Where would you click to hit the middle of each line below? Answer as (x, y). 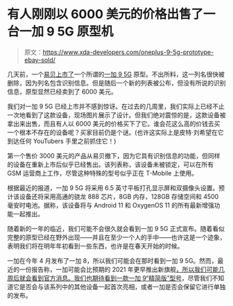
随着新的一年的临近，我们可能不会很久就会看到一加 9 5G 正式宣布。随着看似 (116, 228)
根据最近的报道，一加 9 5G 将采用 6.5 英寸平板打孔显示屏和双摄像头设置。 (113, 187)
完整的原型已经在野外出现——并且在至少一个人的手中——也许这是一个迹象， (116, 237)
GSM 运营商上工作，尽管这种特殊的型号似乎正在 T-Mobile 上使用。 (102, 173)
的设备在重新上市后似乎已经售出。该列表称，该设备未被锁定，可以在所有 (110, 164)
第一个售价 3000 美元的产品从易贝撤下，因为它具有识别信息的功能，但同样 (114, 155)
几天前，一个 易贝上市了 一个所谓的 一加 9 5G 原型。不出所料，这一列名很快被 (116, 74)
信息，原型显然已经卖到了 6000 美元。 (62, 92)
